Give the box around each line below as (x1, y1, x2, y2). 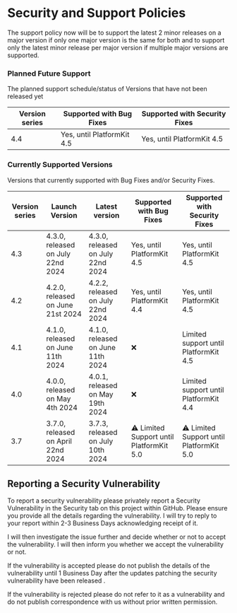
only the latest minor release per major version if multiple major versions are (7, 43, 229, 52)
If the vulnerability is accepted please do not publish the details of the (7, 561, 210, 570)
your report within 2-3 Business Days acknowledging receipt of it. (7, 519, 199, 527)
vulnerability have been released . (7, 576, 106, 585)
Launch (51, 202, 78, 211)
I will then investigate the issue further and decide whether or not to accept (7, 532, 226, 542)
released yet (7, 92, 44, 100)
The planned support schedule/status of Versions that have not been (7, 85, 207, 93)
